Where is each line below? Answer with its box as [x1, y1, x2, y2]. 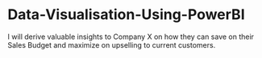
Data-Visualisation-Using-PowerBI [7, 6, 245, 24]
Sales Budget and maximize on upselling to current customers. [7, 40, 216, 49]
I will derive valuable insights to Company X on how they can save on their [7, 32, 255, 41]
